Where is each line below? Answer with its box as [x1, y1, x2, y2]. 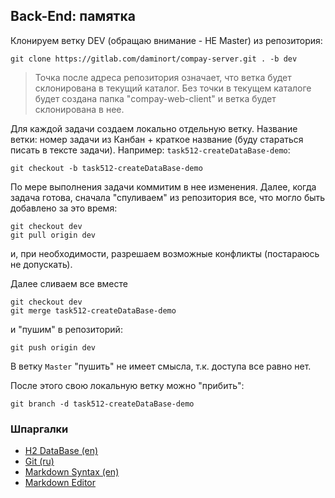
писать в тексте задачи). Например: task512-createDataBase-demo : [10, 144, 291, 156]
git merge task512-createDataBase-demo [10, 305, 177, 316]
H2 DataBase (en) [24, 445, 99, 457]
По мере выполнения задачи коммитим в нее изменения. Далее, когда [10, 180, 317, 193]
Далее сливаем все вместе [10, 277, 128, 289]
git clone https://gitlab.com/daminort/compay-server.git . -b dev [10, 54, 298, 64]
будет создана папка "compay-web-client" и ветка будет [34, 92, 277, 104]
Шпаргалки [10, 422, 69, 436]
